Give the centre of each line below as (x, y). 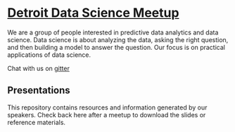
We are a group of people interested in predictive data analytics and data (113, 32)
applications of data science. (49, 55)
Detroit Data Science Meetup (93, 13)
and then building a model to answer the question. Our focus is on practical (116, 47)
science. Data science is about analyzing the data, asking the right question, (118, 39)
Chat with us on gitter (39, 68)
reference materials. (36, 122)
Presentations (39, 90)
